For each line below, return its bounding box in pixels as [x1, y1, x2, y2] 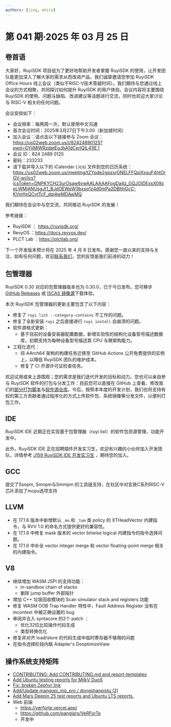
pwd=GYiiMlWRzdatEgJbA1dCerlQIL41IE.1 [12, 145, 100, 151]
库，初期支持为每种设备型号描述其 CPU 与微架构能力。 [20, 337, 135, 344]
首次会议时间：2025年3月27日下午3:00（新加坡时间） [12, 127, 126, 133]
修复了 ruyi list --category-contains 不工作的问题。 [12, 312, 126, 318]
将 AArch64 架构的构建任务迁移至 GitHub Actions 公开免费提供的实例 [20, 350, 165, 356]
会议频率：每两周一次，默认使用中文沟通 [12, 121, 98, 127]
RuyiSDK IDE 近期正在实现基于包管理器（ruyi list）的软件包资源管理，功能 [5, 429, 160, 435]
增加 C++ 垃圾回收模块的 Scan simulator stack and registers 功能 [12, 596, 149, 602]
